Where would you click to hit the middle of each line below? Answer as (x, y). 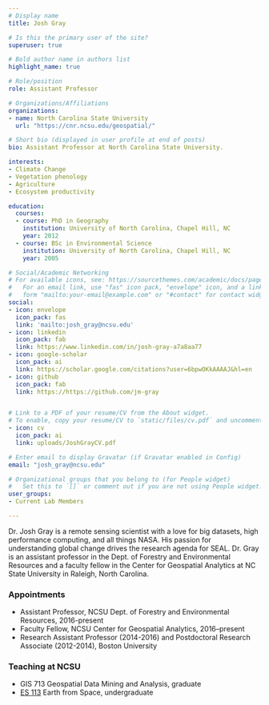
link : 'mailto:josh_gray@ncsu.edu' (75, 325)
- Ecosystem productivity (51, 192)
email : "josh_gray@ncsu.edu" (57, 465)
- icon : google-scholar (48, 355)
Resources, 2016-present (62, 620)
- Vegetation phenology (48, 177)
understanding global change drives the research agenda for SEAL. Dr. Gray (134, 548)
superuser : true (35, 45)
